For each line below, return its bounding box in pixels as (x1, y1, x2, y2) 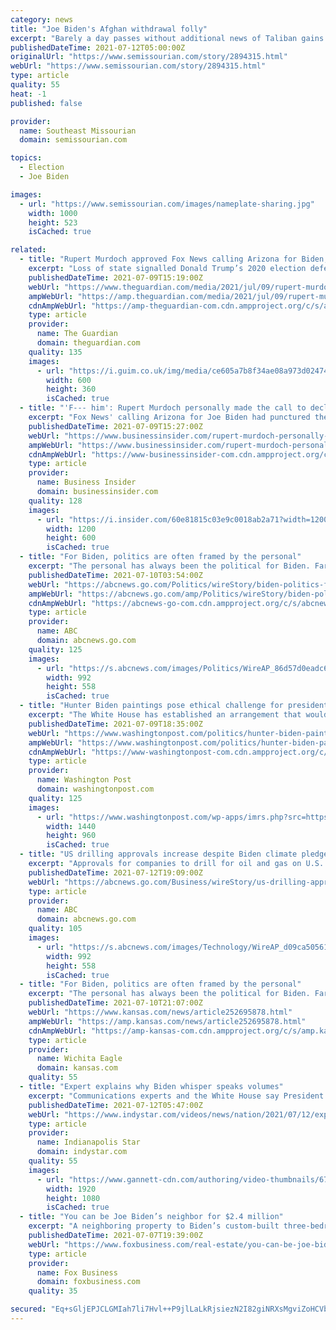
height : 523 (28, 217, 78, 228)
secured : (10, 1304, 47, 1315)
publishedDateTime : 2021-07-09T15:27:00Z (28, 421, 203, 431)
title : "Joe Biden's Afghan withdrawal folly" (10, 24, 208, 34)
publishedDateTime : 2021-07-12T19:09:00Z (28, 867, 203, 878)
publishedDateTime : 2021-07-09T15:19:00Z (28, 272, 203, 283)
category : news (10, 14, 74, 25)
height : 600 (46, 533, 97, 543)
